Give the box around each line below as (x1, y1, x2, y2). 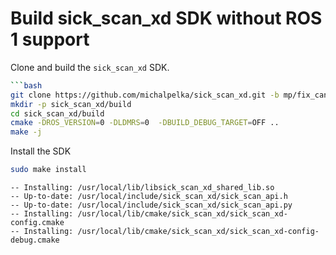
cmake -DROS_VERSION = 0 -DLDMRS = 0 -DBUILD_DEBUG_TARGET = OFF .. (10, 118, 280, 128)
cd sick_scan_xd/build (10, 108, 105, 119)
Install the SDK (10, 145, 72, 157)
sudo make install (10, 165, 87, 175)
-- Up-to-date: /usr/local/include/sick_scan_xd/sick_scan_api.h (10, 192, 288, 202)
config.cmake (10, 218, 65, 228)
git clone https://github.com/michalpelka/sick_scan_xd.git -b (10, 90, 280, 100)
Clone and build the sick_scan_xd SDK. (10, 61, 170, 73)
